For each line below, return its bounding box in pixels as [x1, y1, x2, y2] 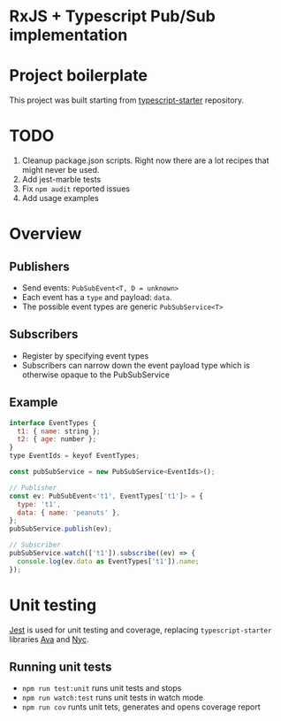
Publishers [9, 259, 70, 274]
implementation [9, 25, 128, 45]
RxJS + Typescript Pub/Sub [9, 6, 216, 27]
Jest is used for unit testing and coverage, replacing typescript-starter [9, 624, 272, 635]
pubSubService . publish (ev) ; [9, 524, 113, 533]
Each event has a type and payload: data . [21, 292, 172, 303]
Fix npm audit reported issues [21, 183, 131, 194]
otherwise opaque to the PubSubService [21, 369, 171, 380]
